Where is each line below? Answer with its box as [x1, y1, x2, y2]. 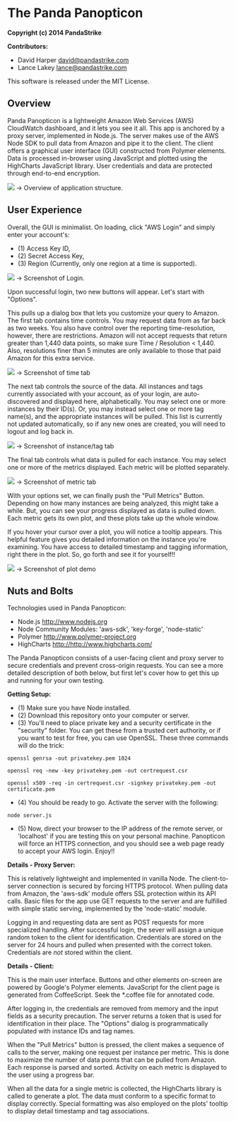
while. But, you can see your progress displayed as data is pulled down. [7, 506, 216, 514]
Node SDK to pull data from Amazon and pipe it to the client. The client [7, 139, 213, 147]
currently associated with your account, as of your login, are [7, 389, 183, 398]
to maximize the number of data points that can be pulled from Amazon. [7, 1056, 217, 1064]
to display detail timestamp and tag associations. [7, 1107, 150, 1116]
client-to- [201, 874, 229, 883]
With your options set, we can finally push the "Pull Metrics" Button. [7, 491, 205, 499]
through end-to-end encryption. [7, 168, 101, 178]
